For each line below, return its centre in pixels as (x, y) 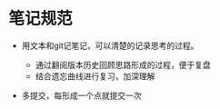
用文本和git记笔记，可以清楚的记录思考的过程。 (110, 45)
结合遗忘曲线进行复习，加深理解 (95, 76)
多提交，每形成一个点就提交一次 (81, 95)
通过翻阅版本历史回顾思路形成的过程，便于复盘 (123, 64)
